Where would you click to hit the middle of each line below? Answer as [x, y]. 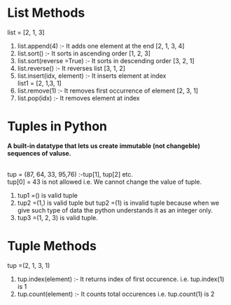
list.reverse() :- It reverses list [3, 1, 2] [71, 68]
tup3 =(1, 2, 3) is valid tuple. [57, 217]
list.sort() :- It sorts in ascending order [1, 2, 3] [84, 53]
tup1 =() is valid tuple [48, 195]
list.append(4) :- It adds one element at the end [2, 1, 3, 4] [101, 46]
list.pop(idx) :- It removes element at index [78, 98]
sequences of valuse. [39, 153]
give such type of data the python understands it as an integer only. [115, 210]
